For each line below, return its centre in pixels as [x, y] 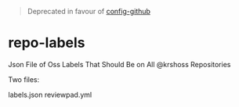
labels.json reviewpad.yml [50, 95]
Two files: [24, 79]
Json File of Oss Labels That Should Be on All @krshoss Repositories [119, 64]
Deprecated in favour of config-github [89, 11]
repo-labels [47, 43]
